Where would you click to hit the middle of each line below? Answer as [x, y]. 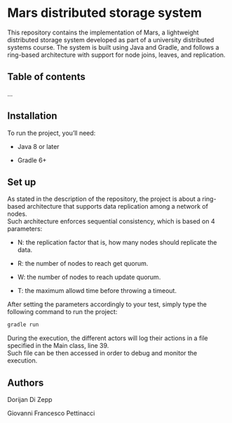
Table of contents [46, 77]
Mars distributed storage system [104, 13]
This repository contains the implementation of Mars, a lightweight [103, 32]
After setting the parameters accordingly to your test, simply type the [107, 304]
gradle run [23, 325]
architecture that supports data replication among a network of [118, 207]
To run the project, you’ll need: [52, 133]
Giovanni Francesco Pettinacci [51, 413]
